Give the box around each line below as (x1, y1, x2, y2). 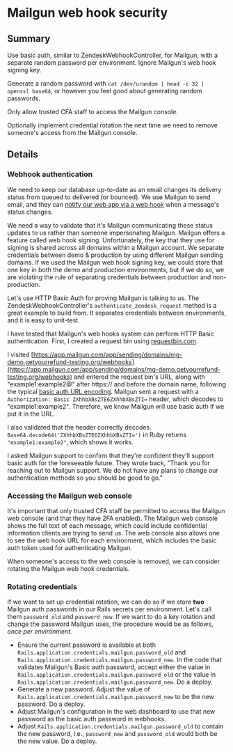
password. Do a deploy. (17, 700, 86, 708)
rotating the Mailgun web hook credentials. (7, 564, 130, 572)
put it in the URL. (7, 409, 56, 418)
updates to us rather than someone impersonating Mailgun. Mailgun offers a (7, 228, 225, 237)
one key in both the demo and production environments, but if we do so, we (7, 265, 225, 274)
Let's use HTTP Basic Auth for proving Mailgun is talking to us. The (7, 294, 200, 302)
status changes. (7, 207, 54, 216)
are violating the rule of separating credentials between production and (7, 273, 211, 281)
